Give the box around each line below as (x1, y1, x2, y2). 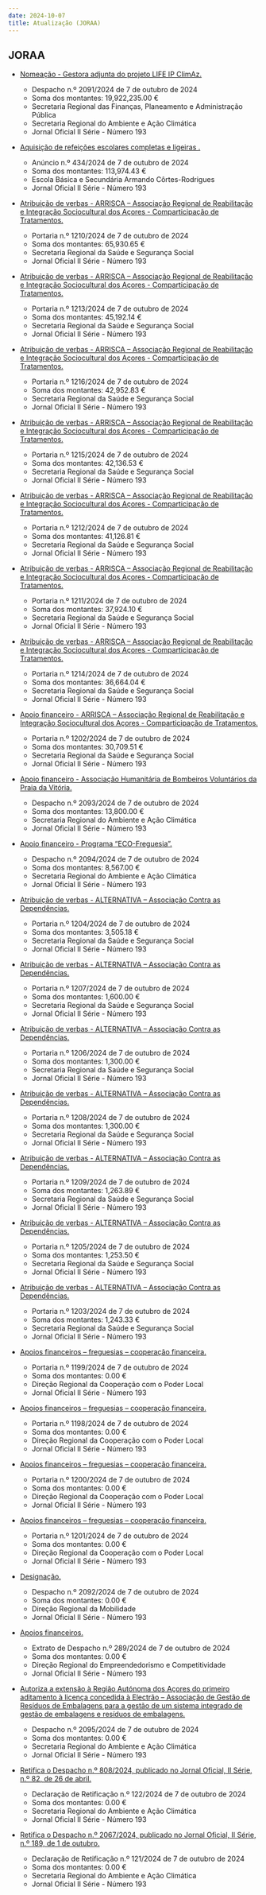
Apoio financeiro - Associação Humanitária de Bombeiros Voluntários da (19, 774, 257, 784)
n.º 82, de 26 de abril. (19, 1774, 92, 1784)
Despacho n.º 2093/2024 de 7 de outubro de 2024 (31, 798, 199, 808)
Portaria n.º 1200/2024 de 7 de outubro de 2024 (31, 1475, 191, 1485)
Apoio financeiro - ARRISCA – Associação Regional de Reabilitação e (19, 710, 245, 719)
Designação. (19, 1571, 61, 1582)
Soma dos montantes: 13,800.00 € (31, 807, 145, 816)
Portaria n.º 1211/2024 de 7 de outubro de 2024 (31, 596, 187, 606)
